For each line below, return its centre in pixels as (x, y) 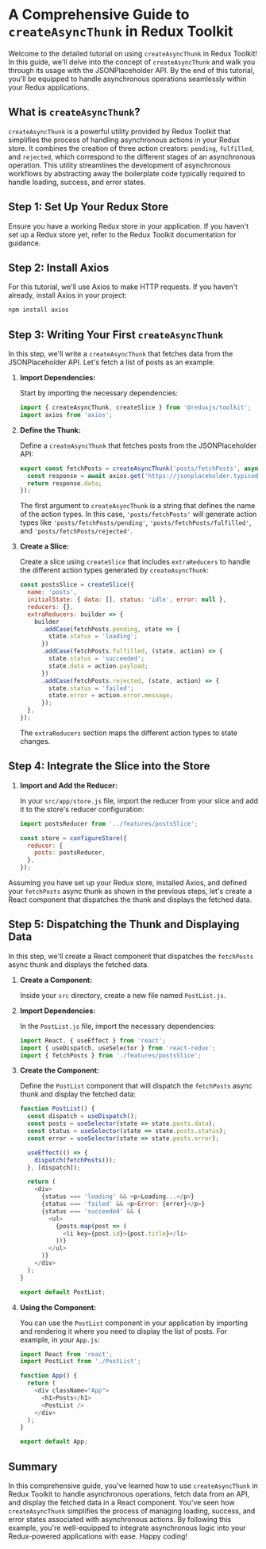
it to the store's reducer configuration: (82, 809)
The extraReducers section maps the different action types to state (129, 733)
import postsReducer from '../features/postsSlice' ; (109, 823)
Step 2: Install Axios (59, 268)
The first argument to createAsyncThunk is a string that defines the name (137, 506)
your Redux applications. (49, 87)
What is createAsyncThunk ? (74, 112)
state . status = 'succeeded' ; (97, 659)
